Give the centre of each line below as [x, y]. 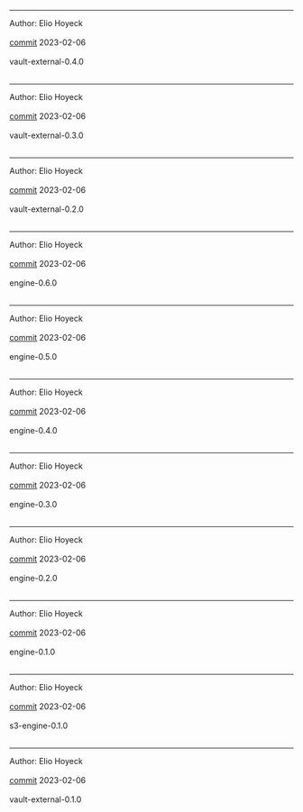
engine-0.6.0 [33, 283]
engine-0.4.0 [33, 430]
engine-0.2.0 [33, 578]
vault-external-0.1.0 [46, 799]
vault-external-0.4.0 [46, 61]
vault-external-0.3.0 [46, 135]
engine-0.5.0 [33, 356]
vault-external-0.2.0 [46, 209]
